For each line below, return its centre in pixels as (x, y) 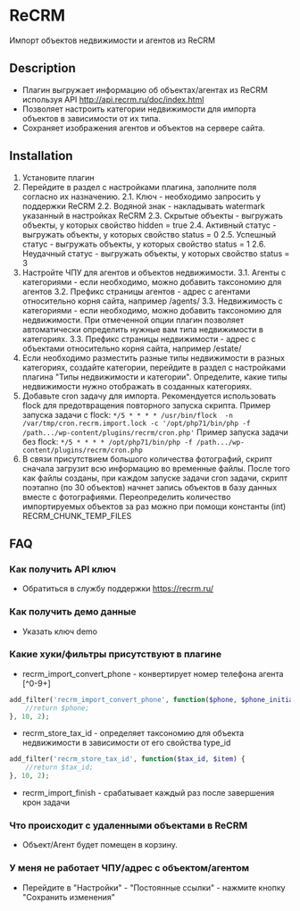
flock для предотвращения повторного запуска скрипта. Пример (146, 405)
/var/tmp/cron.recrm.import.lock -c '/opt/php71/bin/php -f (136, 423)
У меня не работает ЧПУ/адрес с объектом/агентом (129, 868)
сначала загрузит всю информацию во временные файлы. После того (156, 468)
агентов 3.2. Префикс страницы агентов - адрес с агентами (136, 291)
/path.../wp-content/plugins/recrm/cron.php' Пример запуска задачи (155, 432)
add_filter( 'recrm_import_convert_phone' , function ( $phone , (124, 699)
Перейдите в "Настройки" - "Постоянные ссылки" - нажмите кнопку (154, 887)
